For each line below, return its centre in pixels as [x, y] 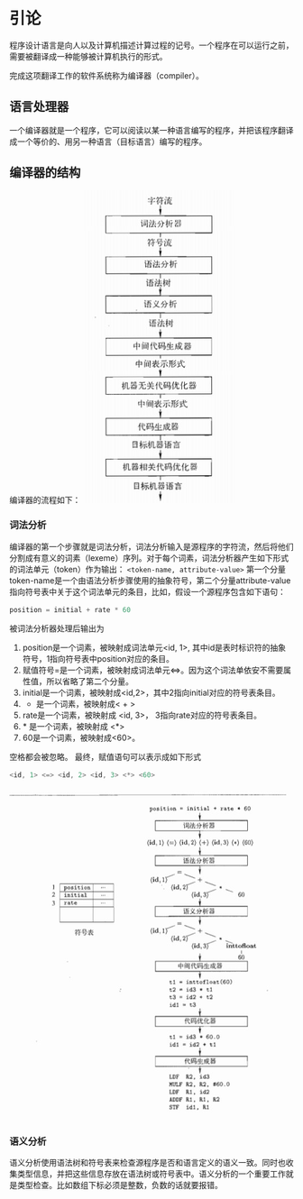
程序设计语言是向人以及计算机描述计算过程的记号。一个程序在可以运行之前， [151, 45]
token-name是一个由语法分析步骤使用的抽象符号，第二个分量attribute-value [150, 580]
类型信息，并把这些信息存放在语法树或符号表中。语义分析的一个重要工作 [151, 1174]
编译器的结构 [45, 173]
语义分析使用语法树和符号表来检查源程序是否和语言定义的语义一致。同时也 [147, 1162]
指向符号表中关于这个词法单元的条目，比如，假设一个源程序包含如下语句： [147, 591]
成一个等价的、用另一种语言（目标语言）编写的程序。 [108, 142]
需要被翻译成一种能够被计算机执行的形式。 [88, 56]
